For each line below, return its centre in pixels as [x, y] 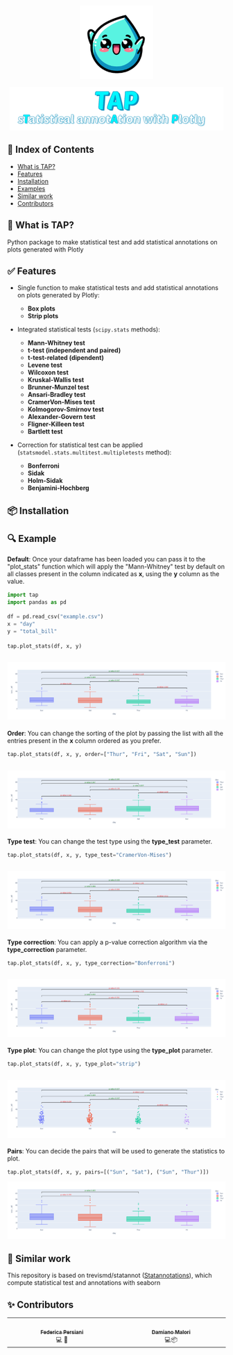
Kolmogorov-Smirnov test [66, 409]
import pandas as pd [37, 602]
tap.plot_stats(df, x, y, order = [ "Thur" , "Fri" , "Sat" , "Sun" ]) [102, 754]
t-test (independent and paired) [74, 350]
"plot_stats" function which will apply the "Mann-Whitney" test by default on [116, 566]
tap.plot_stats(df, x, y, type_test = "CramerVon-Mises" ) [89, 855]
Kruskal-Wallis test [56, 380]
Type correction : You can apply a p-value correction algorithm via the [107, 942]
